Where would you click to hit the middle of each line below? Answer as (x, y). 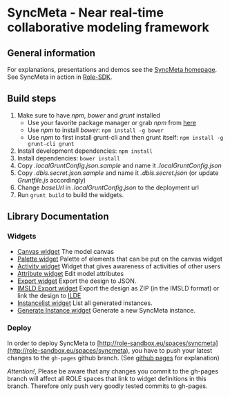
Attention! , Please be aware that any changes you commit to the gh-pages (113, 371)
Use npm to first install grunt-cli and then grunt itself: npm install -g (125, 137)
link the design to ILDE (49, 295)
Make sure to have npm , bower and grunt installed (89, 115)
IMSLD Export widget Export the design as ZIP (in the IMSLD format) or (118, 288)
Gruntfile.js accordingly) (51, 180)
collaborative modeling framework (108, 27)
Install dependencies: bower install (69, 158)
